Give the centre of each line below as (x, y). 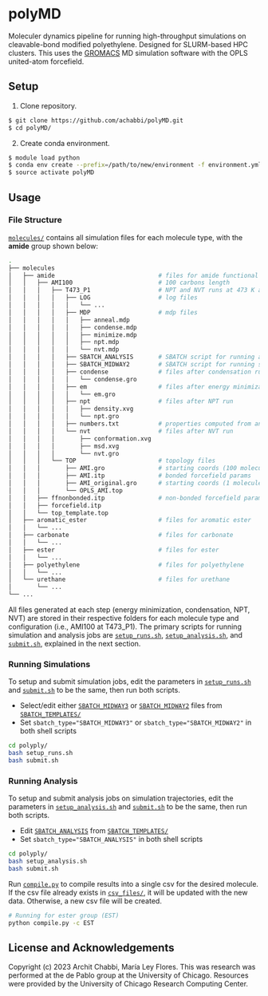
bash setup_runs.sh (41, 753)
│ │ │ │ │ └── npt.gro (64, 417)
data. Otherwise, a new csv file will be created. (85, 901)
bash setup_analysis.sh (48, 862)
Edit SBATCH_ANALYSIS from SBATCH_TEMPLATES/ (94, 831)
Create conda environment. (65, 143)
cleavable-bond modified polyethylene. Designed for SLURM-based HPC (128, 44)
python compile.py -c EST (51, 923)
